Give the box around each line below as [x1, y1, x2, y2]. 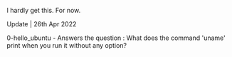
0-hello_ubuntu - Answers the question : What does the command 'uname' [6, 33, 226, 42]
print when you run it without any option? [6, 41, 127, 49]
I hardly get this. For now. [6, 6, 81, 14]
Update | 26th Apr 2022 [6, 20, 77, 28]
